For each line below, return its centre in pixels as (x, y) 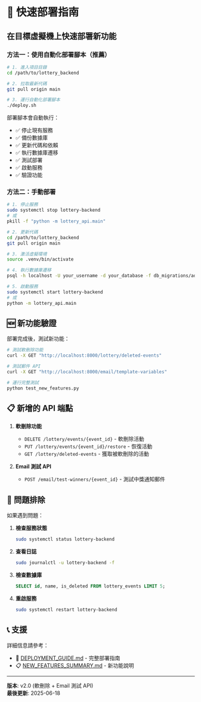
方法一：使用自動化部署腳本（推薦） (59, 54)
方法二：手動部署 (31, 192)
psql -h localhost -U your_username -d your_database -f (79, 276)
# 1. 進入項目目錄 (27, 67)
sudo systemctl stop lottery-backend (54, 210)
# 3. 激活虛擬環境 (27, 254)
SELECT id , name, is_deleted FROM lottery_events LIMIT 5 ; (90, 586)
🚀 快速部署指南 (43, 12)
